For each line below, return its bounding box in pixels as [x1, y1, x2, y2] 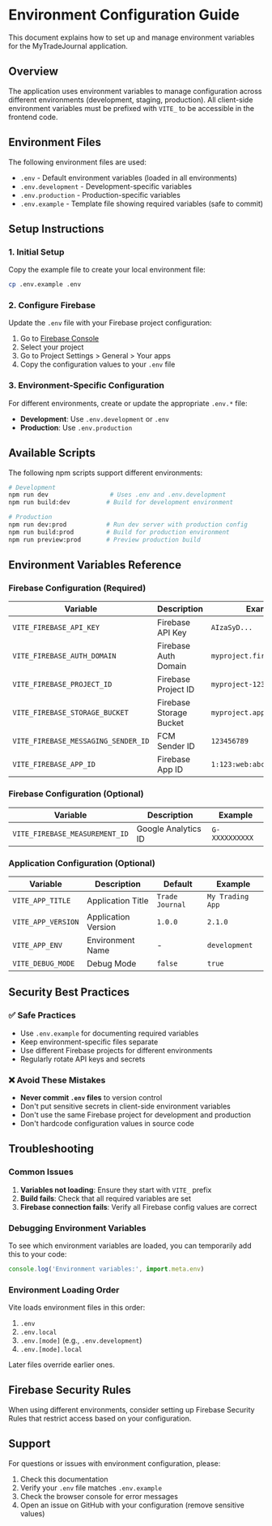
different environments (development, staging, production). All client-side [8, 95, 253, 105]
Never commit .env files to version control [19, 1092, 163, 1102]
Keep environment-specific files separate [19, 1036, 159, 1047]
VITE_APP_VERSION [12, 917, 79, 926]
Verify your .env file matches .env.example [19, 1482, 163, 1493]
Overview [8, 65, 59, 79]
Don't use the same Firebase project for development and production [19, 1109, 251, 1120]
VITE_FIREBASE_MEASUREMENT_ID [12, 829, 130, 838]
